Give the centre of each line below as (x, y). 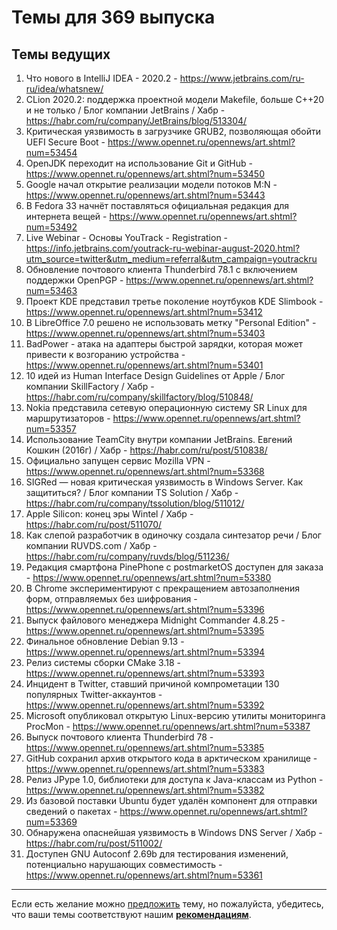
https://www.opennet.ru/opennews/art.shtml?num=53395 (145, 630)
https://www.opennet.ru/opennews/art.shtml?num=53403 (145, 333)
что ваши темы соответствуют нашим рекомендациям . (131, 914)
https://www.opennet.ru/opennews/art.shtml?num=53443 (145, 195)
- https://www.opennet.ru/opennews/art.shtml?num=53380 (148, 577)
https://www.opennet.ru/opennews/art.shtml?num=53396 (145, 609)
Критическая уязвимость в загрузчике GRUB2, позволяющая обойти (173, 131)
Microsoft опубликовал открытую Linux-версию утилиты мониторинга (175, 715)
